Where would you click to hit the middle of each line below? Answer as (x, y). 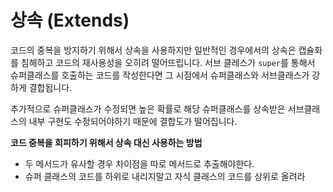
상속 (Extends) (70, 20)
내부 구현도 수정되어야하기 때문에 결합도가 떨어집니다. (133, 121)
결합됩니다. (50, 87)
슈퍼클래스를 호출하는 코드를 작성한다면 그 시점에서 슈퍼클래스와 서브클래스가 (160, 75)
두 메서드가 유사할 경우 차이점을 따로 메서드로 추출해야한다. (139, 163)
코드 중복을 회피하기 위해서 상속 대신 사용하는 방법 (106, 142)
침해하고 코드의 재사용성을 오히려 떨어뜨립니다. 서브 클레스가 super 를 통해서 (168, 62)
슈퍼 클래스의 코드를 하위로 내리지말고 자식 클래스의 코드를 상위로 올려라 (165, 176)
